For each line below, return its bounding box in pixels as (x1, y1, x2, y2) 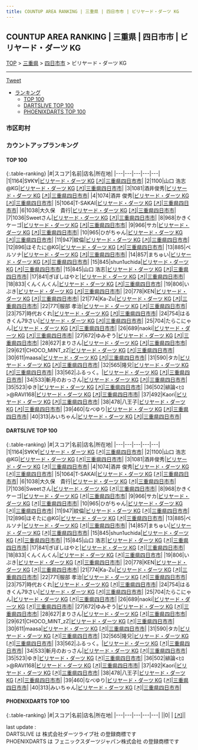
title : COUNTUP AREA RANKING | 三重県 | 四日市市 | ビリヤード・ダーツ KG (6, 8, 180, 15)
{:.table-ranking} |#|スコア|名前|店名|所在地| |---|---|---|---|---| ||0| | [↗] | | (6, 711, 186, 719)
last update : (6, 723, 37, 731)
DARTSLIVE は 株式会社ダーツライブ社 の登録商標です (6, 730, 137, 737)
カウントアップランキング (6, 141, 78, 150)
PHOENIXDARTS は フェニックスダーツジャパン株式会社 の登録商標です (6, 738, 180, 745)
